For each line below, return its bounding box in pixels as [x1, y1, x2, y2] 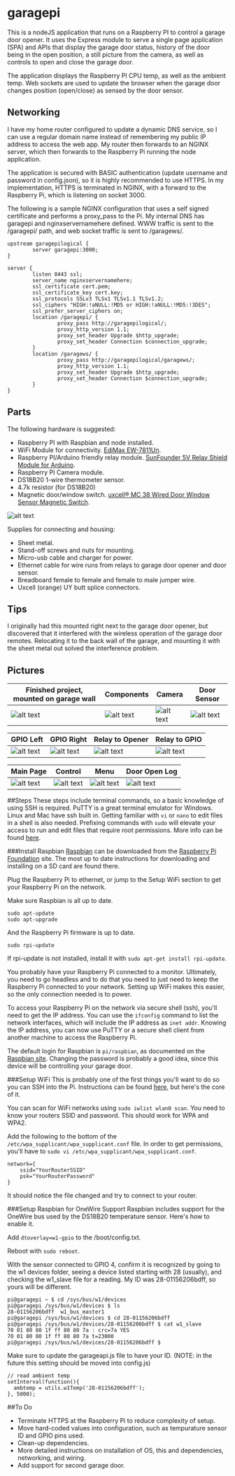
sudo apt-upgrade [7, 916, 58, 923]
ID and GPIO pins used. [17, 1431, 85, 1440]
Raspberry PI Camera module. [17, 468, 105, 477]
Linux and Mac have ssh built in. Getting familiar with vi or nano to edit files [7, 811, 223, 820]
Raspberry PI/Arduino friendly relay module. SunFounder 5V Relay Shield [17, 453, 228, 461]
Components [104, 689, 149, 699]
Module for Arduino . [17, 461, 76, 469]
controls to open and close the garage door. [7, 57, 134, 66]
